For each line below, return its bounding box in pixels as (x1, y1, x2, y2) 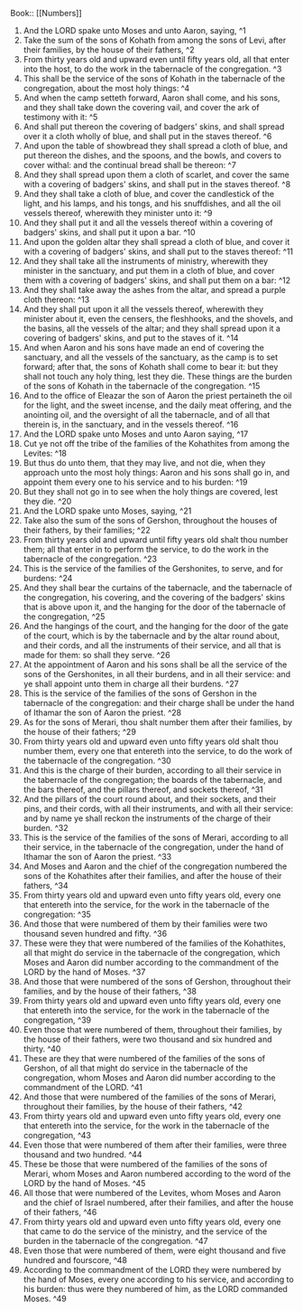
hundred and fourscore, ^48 (23, 1255, 127, 1265)
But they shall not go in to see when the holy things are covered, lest (23, 486, 279, 496)
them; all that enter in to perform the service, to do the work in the (23, 544, 270, 554)
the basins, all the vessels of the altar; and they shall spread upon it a (23, 323, 280, 334)
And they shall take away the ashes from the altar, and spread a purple (23, 285, 287, 295)
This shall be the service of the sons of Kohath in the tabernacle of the (23, 73, 286, 84)
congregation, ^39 (23, 1014, 92, 1025)
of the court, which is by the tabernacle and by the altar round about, (23, 630, 280, 641)
